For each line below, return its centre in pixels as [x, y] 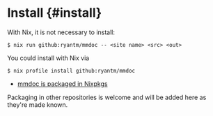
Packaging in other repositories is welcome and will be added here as [107, 97]
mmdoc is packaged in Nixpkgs [62, 84]
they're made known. [38, 104]
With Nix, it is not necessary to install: [61, 32]
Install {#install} [55, 13]
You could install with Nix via [48, 58]
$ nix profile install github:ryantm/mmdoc [71, 71]
